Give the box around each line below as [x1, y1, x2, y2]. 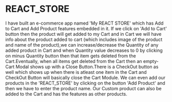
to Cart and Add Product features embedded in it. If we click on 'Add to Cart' [5, 25, 167, 31]
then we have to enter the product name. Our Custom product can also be [5, 85, 162, 91]
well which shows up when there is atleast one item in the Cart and [5, 69, 147, 75]
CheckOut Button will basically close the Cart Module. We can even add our [5, 74, 166, 80]
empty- [143, 58, 159, 64]
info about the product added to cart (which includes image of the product [5, 36, 163, 43]
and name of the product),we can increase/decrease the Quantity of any [5, 42, 159, 48]
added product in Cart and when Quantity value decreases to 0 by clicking [5, 47, 163, 53]
